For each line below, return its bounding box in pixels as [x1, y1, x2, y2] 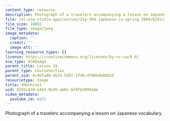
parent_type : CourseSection [5, 69, 65, 74]
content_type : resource [5, 7, 56, 13]
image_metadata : [5, 31, 39, 36]
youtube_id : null [10, 96, 47, 101]
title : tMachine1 [5, 82, 42, 87]
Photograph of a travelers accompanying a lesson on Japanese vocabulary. [5, 110, 163, 116]
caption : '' [10, 36, 35, 41]
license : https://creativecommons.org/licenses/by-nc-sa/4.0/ [5, 54, 139, 59]
